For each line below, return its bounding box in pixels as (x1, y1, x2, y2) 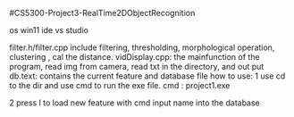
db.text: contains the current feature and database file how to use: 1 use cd (9, 71, 286, 81)
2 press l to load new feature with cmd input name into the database (9, 97, 261, 108)
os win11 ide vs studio (9, 25, 89, 35)
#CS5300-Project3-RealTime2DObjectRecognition (9, 8, 196, 18)
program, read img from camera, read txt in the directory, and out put (9, 62, 265, 71)
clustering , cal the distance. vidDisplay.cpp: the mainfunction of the (9, 52, 261, 62)
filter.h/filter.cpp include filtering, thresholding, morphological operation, (9, 42, 275, 53)
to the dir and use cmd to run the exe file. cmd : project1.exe (9, 80, 231, 90)
